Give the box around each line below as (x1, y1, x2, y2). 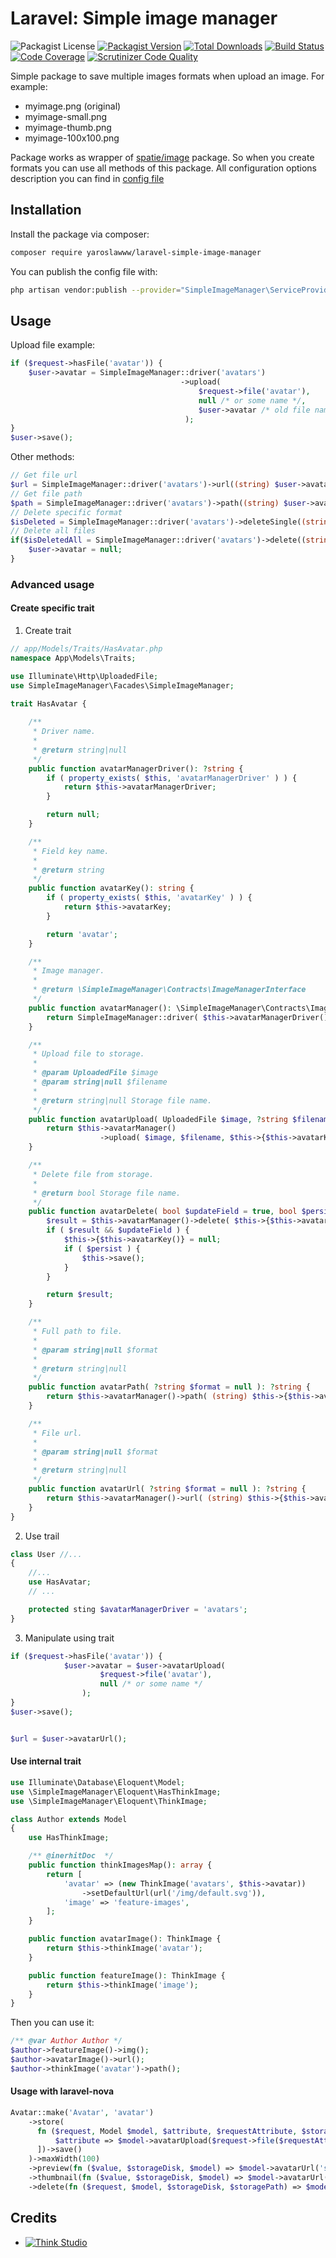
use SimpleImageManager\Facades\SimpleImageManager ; (10, 680, 235, 691)
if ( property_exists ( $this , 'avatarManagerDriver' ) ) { (46, 773, 298, 783)
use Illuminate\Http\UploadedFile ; (10, 671, 159, 681)
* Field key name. (32, 846, 110, 856)
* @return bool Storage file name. (32, 1188, 182, 1198)
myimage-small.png (24, 110, 108, 122)
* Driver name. (32, 727, 97, 737)
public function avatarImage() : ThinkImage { (28, 1934, 222, 1944)
